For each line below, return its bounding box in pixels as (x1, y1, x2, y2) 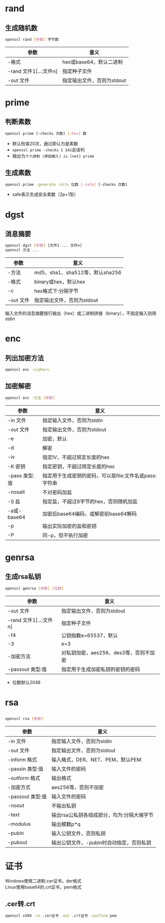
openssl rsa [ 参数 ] (5, 716, 44, 721)
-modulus (7, 821, 31, 828)
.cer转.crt (5, 900, 35, 908)
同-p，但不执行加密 (42, 532, 88, 538)
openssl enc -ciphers (5, 367, 50, 372)
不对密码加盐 (42, 489, 72, 496)
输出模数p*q (51, 821, 81, 828)
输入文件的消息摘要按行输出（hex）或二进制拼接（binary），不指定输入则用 (5, 310, 157, 316)
